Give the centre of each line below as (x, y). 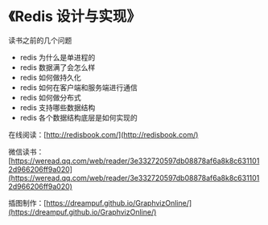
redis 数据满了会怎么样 (58, 67)
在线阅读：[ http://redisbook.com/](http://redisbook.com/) (103, 134)
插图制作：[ (27, 202)
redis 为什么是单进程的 (58, 57)
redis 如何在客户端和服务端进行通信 (79, 87)
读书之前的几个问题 (40, 40)
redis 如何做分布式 (51, 97)
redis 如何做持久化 (51, 77)
